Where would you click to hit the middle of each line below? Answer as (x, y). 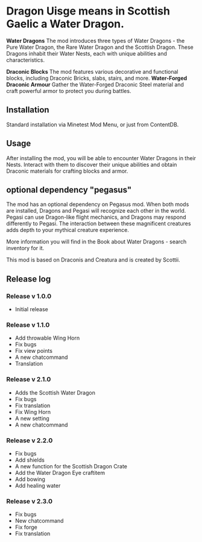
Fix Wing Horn (33, 411)
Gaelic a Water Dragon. (65, 24)
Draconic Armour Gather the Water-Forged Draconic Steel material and (95, 84)
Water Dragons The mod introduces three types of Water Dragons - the (96, 40)
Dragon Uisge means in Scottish (88, 11)
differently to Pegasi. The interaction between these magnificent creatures (99, 224)
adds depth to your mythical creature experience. (68, 230)
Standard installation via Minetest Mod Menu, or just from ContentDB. (93, 124)
